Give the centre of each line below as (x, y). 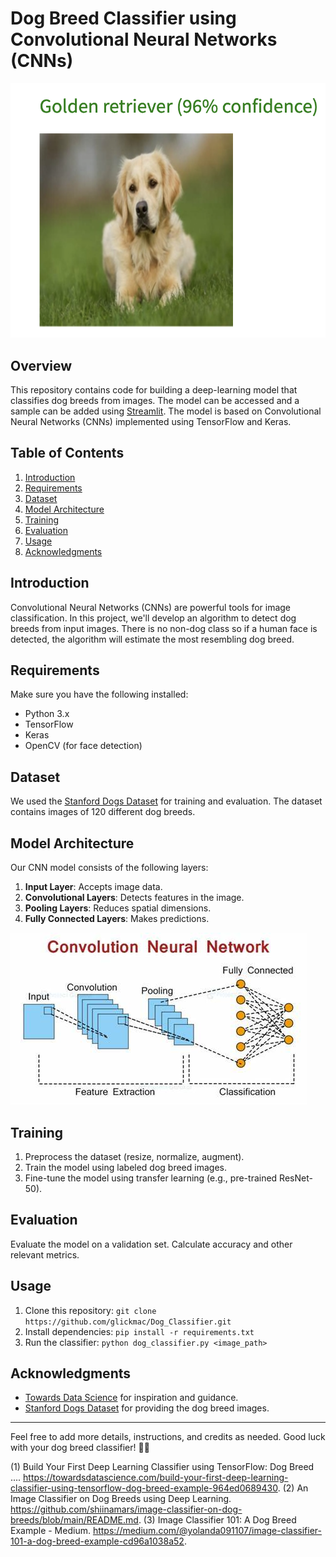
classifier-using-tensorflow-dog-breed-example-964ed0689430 (144, 1488)
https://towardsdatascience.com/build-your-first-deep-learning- (156, 1478)
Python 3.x (47, 714)
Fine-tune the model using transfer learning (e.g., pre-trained (151, 1178)
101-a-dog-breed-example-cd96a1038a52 (97, 1541)
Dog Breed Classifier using (123, 18)
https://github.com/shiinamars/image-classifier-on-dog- (126, 1509)
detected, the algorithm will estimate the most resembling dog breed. (152, 639)
